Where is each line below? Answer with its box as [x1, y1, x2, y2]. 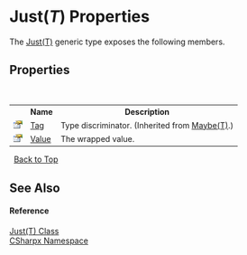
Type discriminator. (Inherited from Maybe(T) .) [59, 119, 234, 130]
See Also [9, 180, 60, 195]
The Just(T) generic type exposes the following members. [9, 36, 225, 47]
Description [124, 107, 169, 118]
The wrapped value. [59, 133, 135, 144]
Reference [9, 205, 50, 216]
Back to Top [13, 154, 59, 165]
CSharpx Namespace [9, 235, 88, 246]
